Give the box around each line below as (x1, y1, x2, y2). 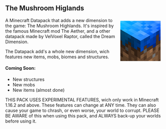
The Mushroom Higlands (5, 4, 85, 13)
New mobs (12, 82, 35, 88)
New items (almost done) (12, 87, 65, 93)
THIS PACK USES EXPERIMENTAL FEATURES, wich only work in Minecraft (5, 97, 159, 103)
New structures (12, 76, 45, 82)
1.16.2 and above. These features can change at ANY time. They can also (5, 102, 156, 108)
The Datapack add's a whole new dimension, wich (5, 48, 110, 54)
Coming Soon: (5, 65, 36, 71)
